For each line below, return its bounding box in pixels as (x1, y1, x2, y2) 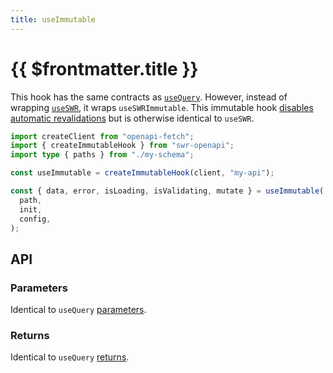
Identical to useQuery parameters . (10, 304, 147, 316)
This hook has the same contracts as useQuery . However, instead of (10, 91, 288, 103)
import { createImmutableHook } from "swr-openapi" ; (10, 141, 235, 151)
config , (19, 214, 52, 224)
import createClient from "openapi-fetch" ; (10, 131, 195, 141)
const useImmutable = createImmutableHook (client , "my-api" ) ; (10, 168, 275, 178)
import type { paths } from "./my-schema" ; (10, 150, 195, 160)
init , (19, 204, 43, 215)
